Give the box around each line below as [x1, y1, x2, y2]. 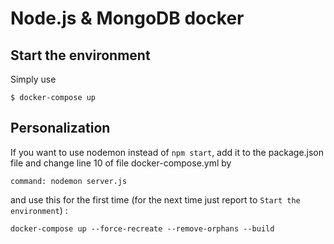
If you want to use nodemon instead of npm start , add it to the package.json [10, 146, 325, 158]
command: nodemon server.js [10, 176, 128, 186]
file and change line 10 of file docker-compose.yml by [10, 157, 232, 169]
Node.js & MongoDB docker [10, 7, 245, 30]
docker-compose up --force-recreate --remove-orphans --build [10, 223, 275, 234]
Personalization [10, 120, 111, 137]
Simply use [10, 73, 57, 85]
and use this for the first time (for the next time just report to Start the [10, 193, 301, 206]
